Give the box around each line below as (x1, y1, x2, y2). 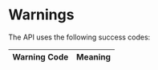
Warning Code (12, 51, 69, 62)
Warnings (8, 6, 75, 24)
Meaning (75, 51, 111, 62)
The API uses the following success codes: (8, 32, 151, 42)
